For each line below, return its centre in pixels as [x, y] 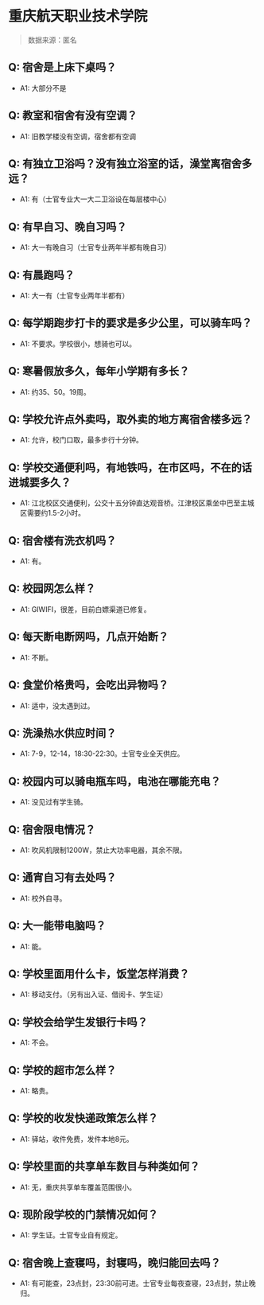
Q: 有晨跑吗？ [42, 275]
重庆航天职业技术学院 [78, 16]
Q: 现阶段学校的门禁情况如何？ [83, 1215]
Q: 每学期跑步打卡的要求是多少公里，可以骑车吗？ [130, 323]
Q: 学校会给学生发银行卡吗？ [78, 1022]
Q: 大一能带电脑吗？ [57, 926]
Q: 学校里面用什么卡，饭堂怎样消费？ [99, 974]
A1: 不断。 [36, 657]
